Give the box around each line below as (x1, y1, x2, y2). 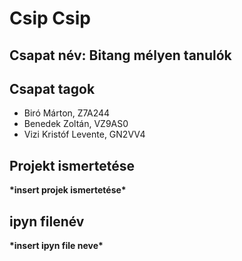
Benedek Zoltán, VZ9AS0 (23, 118, 129, 130)
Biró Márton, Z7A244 (23, 107, 111, 119)
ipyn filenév (9, 213, 85, 230)
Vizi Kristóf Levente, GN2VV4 (23, 128, 146, 141)
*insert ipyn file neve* (9, 240, 104, 252)
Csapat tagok (9, 80, 96, 97)
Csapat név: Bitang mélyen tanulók (9, 47, 232, 64)
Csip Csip (9, 7, 91, 30)
